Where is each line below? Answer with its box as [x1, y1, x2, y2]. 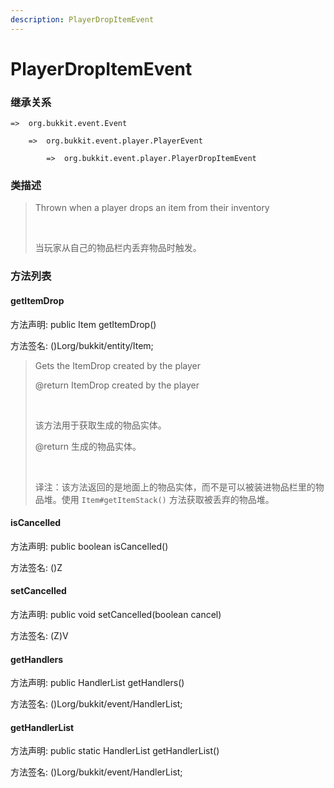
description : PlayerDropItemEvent [10, 14, 155, 25]
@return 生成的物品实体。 [34, 440, 142, 452]
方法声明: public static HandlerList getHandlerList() [10, 745, 220, 757]
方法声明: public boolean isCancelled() [10, 540, 169, 552]
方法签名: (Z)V [10, 629, 69, 641]
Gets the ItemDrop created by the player [34, 359, 202, 371]
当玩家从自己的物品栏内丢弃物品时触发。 [34, 242, 202, 254]
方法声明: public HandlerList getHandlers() [10, 677, 185, 689]
